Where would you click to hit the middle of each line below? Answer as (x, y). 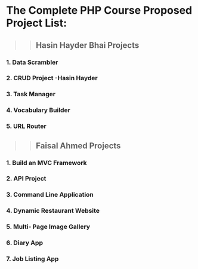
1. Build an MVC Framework (47, 163)
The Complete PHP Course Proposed (99, 10)
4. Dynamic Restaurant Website (53, 211)
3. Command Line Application (50, 195)
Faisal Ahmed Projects (78, 146)
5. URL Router (26, 126)
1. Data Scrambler (32, 62)
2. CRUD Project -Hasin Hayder (52, 78)
